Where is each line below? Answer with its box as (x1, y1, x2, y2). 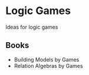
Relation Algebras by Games (14, 62, 83, 69)
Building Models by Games (14, 56, 80, 63)
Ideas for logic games (5, 23, 58, 30)
